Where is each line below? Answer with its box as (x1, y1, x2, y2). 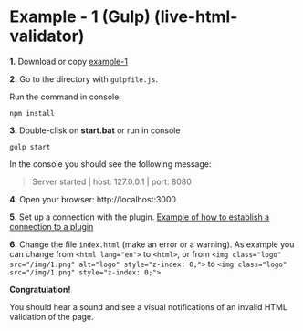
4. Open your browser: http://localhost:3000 (9, 193, 176, 204)
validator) (9, 26, 85, 47)
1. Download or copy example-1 (9, 56, 128, 67)
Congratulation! (9, 284, 71, 295)
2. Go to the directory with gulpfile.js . (9, 73, 158, 84)
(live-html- (153, 6, 238, 27)
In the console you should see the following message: (9, 158, 212, 170)
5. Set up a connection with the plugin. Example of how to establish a (9, 212, 270, 222)
